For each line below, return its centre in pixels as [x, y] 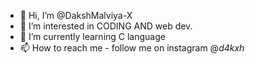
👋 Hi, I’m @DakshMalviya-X [76, 15]
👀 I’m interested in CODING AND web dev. [106, 26]
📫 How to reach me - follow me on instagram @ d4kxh [132, 48]
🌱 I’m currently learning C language [92, 36]
